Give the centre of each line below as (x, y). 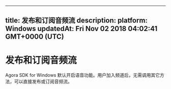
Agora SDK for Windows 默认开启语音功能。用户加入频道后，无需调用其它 (83, 75)
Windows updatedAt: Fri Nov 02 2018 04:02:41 (81, 29)
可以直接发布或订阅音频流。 (43, 81)
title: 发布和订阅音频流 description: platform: (76, 21)
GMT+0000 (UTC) (35, 37)
